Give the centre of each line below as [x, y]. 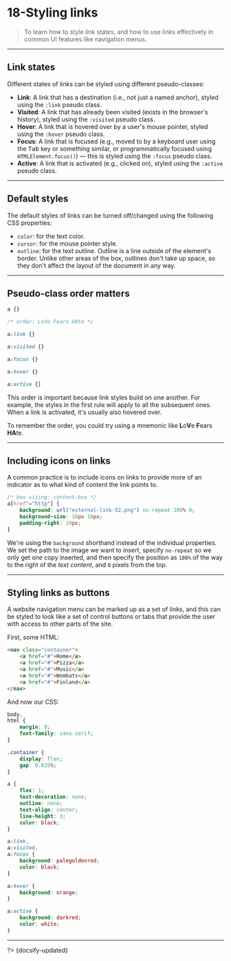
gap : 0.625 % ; [38, 765]
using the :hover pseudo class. [61, 134]
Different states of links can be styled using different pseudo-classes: [106, 83]
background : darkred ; [50, 918]
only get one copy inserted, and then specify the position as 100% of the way [115, 557]
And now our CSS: [33, 702]
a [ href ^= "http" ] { [33, 504]
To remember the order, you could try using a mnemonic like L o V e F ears [110, 425]
